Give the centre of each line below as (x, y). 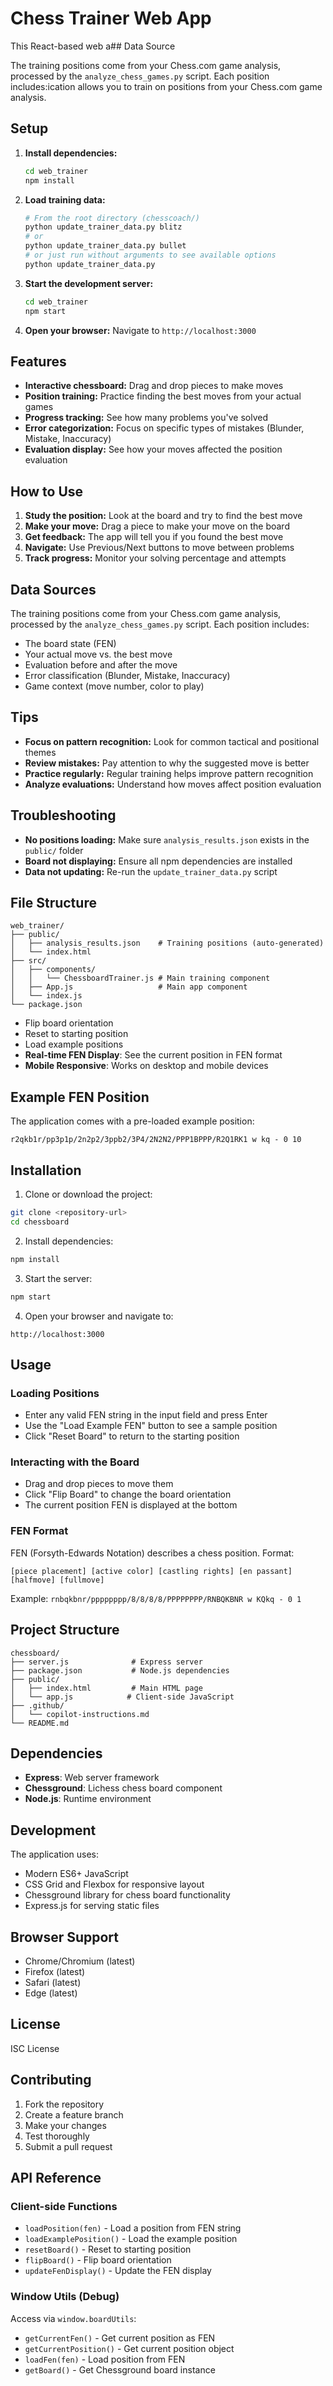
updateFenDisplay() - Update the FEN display (118, 2271)
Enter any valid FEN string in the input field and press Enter (146, 1415)
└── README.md (40, 1723)
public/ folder (54, 850)
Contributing (51, 2080)
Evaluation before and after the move (101, 664)
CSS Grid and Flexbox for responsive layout (114, 1884)
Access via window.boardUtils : (73, 2318)
